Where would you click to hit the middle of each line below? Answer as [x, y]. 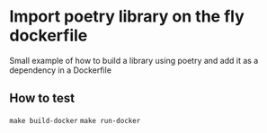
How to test [42, 98]
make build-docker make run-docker [75, 120]
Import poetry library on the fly [127, 17]
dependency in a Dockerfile [61, 70]
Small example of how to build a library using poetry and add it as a [134, 60]
